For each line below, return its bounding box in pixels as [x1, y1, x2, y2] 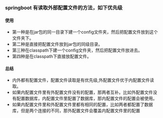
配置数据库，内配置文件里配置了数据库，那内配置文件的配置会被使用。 [16, 96, 157, 101]
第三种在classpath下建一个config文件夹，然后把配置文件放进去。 [12, 47, 143, 53]
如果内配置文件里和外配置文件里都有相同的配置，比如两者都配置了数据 [12, 101, 153, 108]
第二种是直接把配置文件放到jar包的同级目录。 [12, 41, 103, 47]
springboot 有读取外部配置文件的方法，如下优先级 [5, 4, 123, 11]
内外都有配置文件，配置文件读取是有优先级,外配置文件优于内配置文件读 [12, 77, 154, 83]
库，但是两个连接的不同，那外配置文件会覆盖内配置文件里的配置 [12, 108, 140, 114]
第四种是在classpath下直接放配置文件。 [12, 54, 91, 59]
